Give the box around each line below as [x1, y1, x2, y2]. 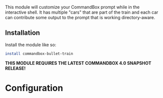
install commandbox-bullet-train [5, 51, 73, 56]
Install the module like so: [5, 42, 56, 48]
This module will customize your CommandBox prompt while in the [5, 4, 140, 10]
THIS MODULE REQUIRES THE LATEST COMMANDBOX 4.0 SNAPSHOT [5, 60, 152, 66]
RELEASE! [5, 65, 26, 71]
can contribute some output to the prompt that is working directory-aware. [5, 15, 156, 20]
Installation [5, 29, 40, 37]
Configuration [5, 82, 64, 94]
